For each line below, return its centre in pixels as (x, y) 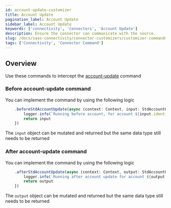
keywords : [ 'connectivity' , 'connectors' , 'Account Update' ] (72, 29)
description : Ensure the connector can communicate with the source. (81, 33)
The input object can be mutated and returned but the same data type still (83, 133)
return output (38, 181)
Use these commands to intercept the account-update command (73, 76)
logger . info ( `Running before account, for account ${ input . (89, 114)
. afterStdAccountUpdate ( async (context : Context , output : (77, 172)
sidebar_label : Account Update (38, 24)
